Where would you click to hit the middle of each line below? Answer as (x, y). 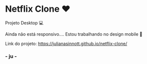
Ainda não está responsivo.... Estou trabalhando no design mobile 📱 (74, 34)
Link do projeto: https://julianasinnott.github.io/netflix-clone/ (66, 43)
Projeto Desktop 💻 (24, 22)
